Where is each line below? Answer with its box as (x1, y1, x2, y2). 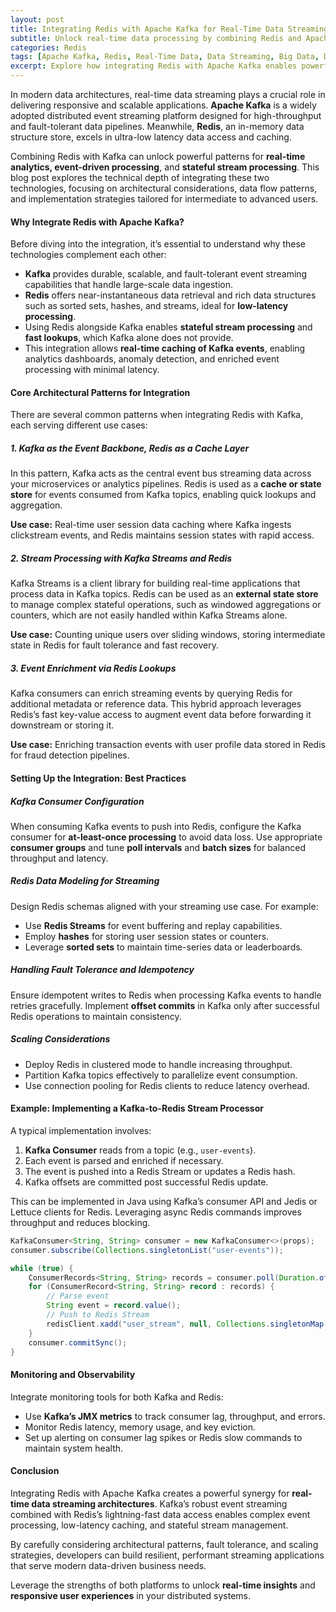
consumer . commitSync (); (28, 1337, 128, 1348)
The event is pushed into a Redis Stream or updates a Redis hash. (24, 1165, 296, 1177)
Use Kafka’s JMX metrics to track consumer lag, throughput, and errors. (24, 1410, 326, 1422)
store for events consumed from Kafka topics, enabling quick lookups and (10, 489, 317, 501)
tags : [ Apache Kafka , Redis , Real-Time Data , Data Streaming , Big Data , (10, 52, 320, 62)
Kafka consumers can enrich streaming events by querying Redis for (10, 687, 293, 700)
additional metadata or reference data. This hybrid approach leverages (10, 698, 302, 710)
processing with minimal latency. (24, 364, 160, 376)
